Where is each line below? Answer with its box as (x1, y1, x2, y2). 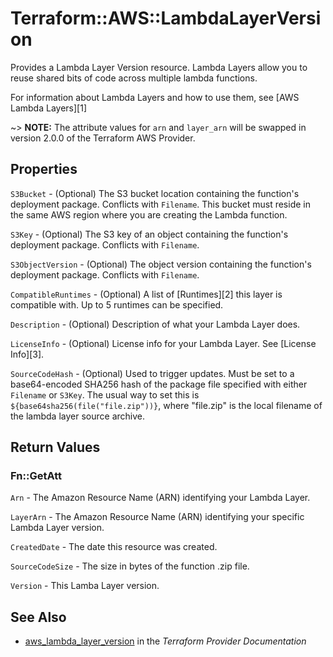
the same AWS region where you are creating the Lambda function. (10, 208, 288, 221)
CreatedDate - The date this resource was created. (10, 541, 218, 553)
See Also (10, 608, 67, 626)
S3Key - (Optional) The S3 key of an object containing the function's (10, 228, 289, 240)
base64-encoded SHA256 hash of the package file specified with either (10, 378, 308, 390)
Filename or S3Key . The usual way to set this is (10, 388, 200, 401)
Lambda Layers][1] (10, 102, 87, 114)
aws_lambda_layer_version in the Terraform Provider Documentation (24, 635, 307, 647)
